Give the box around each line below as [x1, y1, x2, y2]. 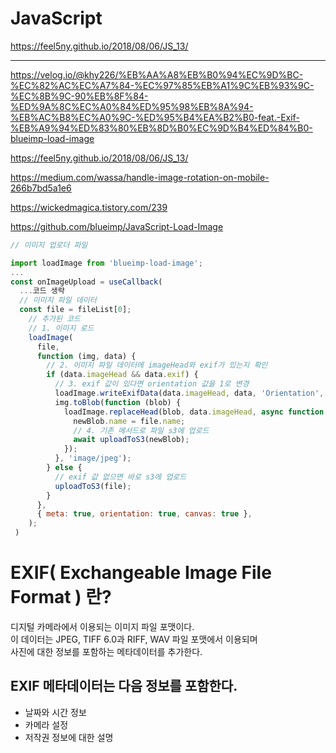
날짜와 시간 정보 [24, 706, 87, 718]
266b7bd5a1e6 [10, 182, 72, 194]
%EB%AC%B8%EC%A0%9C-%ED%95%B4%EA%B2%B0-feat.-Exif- [10, 111, 300, 123]
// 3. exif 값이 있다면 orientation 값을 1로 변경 [54, 379, 250, 389]
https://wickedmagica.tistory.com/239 [10, 201, 168, 213]
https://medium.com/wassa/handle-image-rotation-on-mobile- [10, 171, 270, 183]
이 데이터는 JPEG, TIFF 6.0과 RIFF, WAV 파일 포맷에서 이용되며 [10, 633, 258, 645]
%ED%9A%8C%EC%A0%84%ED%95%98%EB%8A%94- [10, 100, 254, 112]
